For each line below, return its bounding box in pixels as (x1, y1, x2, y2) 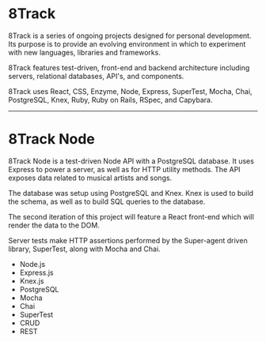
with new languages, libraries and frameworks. (8, 47, 161, 57)
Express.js (19, 268, 54, 277)
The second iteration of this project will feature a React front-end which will (8, 212, 255, 221)
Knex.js (19, 276, 44, 285)
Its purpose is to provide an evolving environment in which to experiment (8, 39, 246, 48)
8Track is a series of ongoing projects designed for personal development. (8, 31, 252, 40)
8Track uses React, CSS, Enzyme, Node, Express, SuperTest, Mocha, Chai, (8, 86, 253, 96)
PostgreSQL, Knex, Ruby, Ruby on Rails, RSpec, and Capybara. (8, 95, 213, 104)
